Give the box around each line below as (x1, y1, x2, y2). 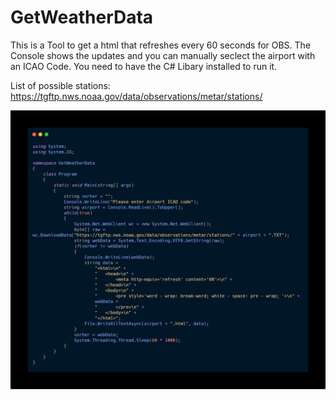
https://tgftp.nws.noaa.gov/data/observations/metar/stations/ (10, 90, 263, 102)
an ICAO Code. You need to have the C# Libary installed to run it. (10, 60, 278, 72)
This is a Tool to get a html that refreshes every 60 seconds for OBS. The (10, 39, 312, 51)
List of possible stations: (10, 79, 111, 91)
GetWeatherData (10, 6, 154, 29)
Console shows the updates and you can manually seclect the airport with (10, 49, 316, 61)
